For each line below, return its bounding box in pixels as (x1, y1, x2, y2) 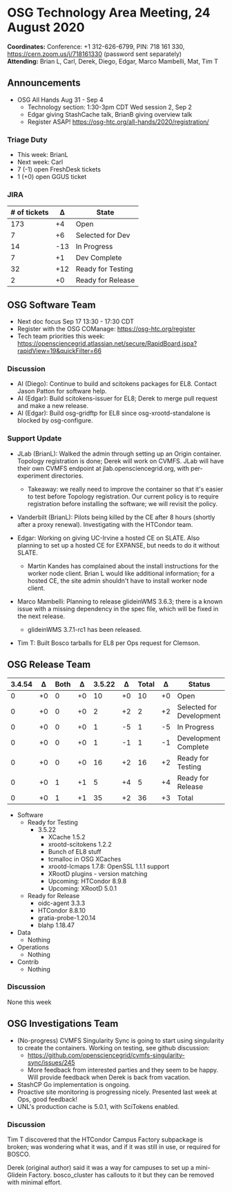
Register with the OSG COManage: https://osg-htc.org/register (17, 325, 195, 333)
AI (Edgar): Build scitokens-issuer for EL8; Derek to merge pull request (17, 394, 218, 402)
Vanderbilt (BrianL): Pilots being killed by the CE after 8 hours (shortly (17, 513, 215, 521)
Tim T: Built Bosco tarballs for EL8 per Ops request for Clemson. (17, 638, 200, 647)
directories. (51, 472, 84, 480)
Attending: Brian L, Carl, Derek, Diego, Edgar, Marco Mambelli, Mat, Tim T (7, 57, 219, 65)
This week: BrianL (17, 151, 69, 159)
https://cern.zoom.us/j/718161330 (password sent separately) (7, 50, 182, 58)
